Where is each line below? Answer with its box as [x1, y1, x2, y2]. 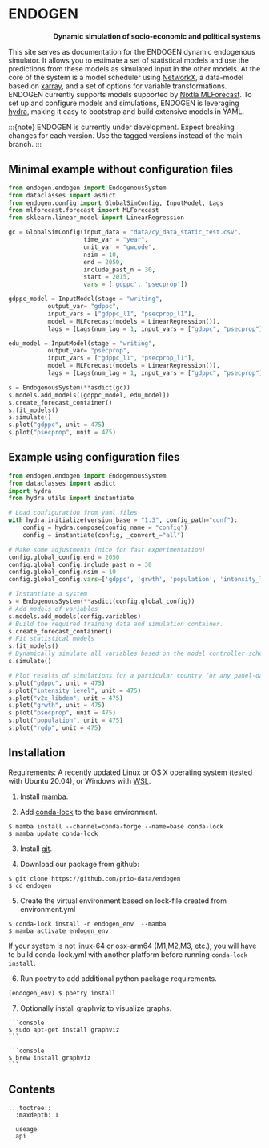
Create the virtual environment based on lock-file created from [19, 896, 227, 906]
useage [15, 1125, 38, 1133]
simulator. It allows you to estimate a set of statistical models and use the [8, 55, 250, 65]
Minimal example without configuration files [8, 162, 234, 177]
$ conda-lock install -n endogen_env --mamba [8, 920, 167, 928]
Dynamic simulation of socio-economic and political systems [53, 31, 261, 41]
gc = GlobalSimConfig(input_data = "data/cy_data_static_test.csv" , [8, 228, 242, 237]
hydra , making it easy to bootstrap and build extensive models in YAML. [8, 106, 245, 116]
